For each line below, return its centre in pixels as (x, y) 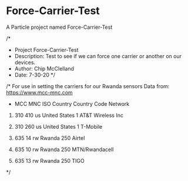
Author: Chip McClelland (44, 68)
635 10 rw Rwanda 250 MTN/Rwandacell (64, 149)
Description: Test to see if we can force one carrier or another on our (98, 56)
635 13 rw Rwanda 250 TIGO (49, 160)
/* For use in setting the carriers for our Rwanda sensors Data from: (88, 86)
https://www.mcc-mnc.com (39, 92)
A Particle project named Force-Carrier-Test (59, 27)
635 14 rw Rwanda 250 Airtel (50, 138)
